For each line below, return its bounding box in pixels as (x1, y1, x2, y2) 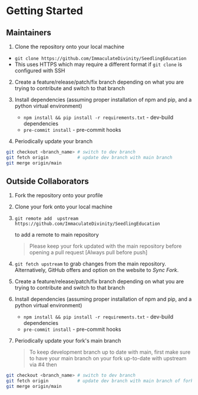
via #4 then (29, 361, 57, 369)
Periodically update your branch (14, 138, 93, 145)
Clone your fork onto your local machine (14, 203, 113, 210)
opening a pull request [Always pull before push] (29, 249, 148, 256)
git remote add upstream (14, 216, 78, 222)
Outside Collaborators (6, 177, 90, 187)
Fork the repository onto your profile (14, 192, 103, 199)
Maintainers (6, 28, 52, 38)
